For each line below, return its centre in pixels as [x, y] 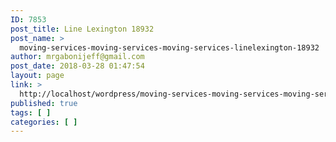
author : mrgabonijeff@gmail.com [77, 57]
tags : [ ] [31, 112]
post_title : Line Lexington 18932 [82, 29]
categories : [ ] [44, 122]
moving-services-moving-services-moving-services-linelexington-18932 [169, 47]
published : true [44, 103]
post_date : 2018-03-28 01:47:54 [77, 66]
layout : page [37, 76]
